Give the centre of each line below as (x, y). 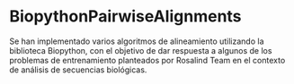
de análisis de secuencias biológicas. (78, 70)
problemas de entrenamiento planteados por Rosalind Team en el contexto (147, 60)
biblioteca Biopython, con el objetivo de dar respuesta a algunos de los (141, 50)
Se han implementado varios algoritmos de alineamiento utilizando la (137, 41)
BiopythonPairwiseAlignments (125, 17)
